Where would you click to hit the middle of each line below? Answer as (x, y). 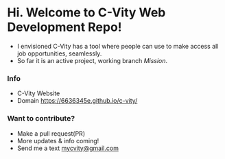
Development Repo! (64, 27)
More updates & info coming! (58, 140)
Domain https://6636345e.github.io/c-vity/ (77, 101)
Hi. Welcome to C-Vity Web (86, 13)
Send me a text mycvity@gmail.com (68, 148)
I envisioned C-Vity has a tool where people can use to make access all (118, 46)
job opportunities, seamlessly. (59, 53)
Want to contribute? (41, 119)
